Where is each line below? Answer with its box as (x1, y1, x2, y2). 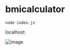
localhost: (5, 29, 26, 35)
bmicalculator (5, 4, 65, 15)
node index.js (5, 20, 36, 25)
